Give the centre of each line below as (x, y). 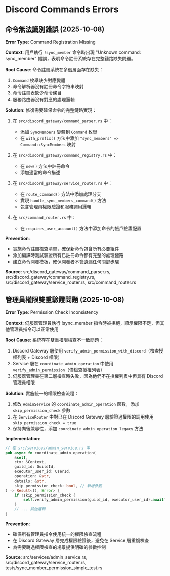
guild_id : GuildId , (35, 467)
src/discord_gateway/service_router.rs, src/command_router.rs (71, 282)
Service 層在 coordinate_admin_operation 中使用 (63, 363)
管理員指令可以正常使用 (34, 329)
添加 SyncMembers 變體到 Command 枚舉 (59, 132)
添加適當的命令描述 (40, 172)
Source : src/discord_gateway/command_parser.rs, (58, 272)
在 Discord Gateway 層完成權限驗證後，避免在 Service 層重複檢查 (81, 540)
